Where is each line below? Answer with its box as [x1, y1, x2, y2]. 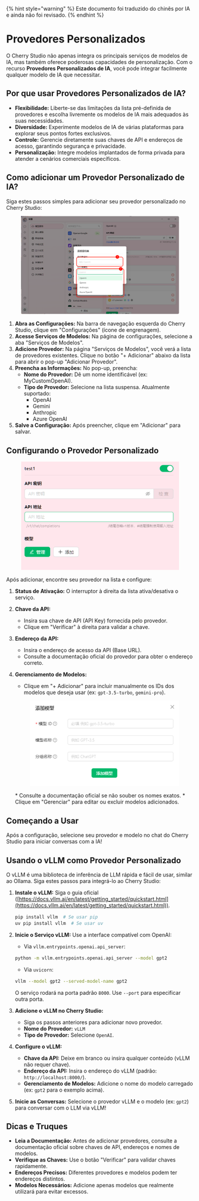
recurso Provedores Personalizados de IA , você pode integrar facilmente [6, 65, 188, 72]
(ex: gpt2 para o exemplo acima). [23, 1086, 104, 1093]
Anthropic [32, 409, 57, 416]
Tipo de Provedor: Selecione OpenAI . [23, 1031, 114, 1038]
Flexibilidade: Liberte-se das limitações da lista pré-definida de [14, 104, 172, 111]
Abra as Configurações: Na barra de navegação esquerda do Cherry [14, 320, 186, 328]
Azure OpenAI [32, 415, 67, 423]
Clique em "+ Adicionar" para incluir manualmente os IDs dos [23, 683, 175, 690]
